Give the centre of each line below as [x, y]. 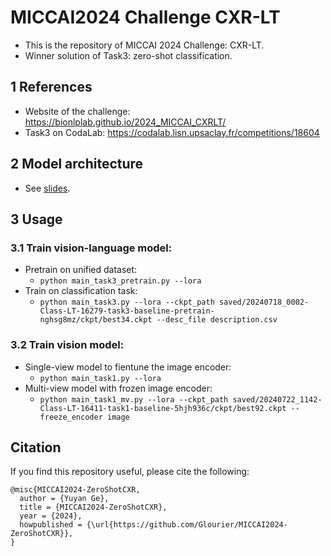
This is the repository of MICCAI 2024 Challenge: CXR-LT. [144, 45]
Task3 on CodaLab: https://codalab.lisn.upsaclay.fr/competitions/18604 [172, 132]
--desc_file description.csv [217, 320]
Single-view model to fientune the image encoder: [128, 367]
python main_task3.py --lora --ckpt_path [127, 302]
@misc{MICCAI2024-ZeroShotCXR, [75, 490]
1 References [51, 87]
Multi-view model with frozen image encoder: [118, 388]
